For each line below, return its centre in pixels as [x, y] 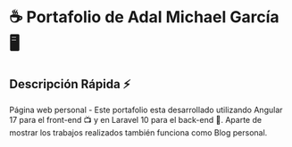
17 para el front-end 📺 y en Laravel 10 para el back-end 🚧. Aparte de [135, 120]
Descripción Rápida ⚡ [70, 84]
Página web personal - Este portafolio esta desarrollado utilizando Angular [146, 110]
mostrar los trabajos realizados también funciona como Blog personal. [138, 133]
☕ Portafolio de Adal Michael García [144, 17]
